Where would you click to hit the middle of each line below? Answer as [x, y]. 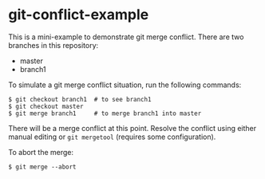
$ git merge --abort [43, 167]
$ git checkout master [46, 106]
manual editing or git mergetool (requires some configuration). [112, 137]
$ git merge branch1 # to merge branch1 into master [105, 113]
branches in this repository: [53, 45]
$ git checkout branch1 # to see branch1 [80, 99]
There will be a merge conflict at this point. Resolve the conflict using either [132, 128]
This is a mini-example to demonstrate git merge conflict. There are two [126, 37]
